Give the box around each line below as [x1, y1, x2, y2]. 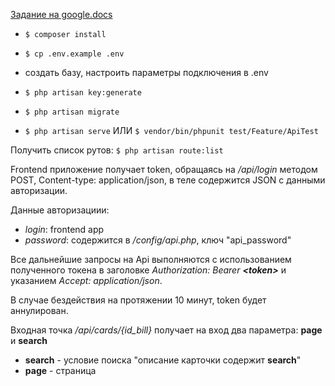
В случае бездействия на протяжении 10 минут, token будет [10, 294, 267, 306]
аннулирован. [10, 305, 69, 316]
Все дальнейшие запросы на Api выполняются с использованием [10, 254, 292, 265]
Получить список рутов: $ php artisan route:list [10, 144, 224, 156]
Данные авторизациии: [10, 204, 110, 216]
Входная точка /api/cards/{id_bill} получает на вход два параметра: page [10, 324, 323, 336]
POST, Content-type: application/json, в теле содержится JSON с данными [10, 174, 326, 186]
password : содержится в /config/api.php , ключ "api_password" [24, 234, 292, 246]
